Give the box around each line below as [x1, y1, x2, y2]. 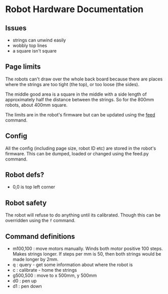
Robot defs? [5, 171, 45, 179]
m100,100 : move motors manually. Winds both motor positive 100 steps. [12, 245, 163, 251]
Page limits [5, 62, 41, 71]
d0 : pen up [12, 278, 37, 284]
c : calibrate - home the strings [12, 267, 77, 273]
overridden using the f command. [5, 218, 76, 224]
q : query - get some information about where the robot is [12, 262, 133, 268]
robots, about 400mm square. [5, 102, 68, 108]
